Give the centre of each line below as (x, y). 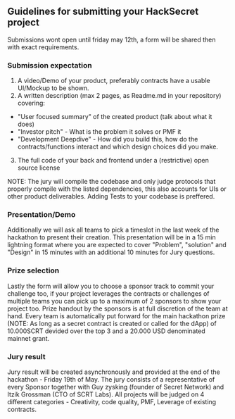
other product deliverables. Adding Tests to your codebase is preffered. (111, 196)
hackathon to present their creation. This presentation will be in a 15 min (112, 237)
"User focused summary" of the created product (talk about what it (115, 117)
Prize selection (33, 270)
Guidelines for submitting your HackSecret (103, 12)
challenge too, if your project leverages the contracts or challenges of (108, 293)
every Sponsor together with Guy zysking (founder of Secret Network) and (116, 387)
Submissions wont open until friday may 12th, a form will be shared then (112, 39)
